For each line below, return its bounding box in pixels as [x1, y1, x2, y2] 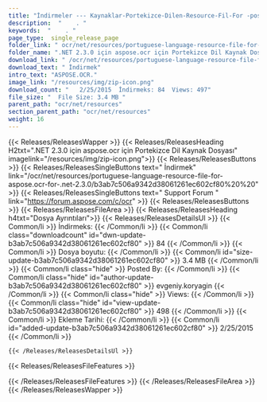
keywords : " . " [8, 26, 77, 34]
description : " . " [8, 19, 87, 27]
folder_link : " [8, 41, 59, 49]
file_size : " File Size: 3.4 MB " [8, 93, 126, 101]
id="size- [222, 247, 253, 256]
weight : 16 [8, 115, 44, 123]
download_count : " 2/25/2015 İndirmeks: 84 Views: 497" [8, 85, 212, 94]
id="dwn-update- [88, 230, 146, 240]
